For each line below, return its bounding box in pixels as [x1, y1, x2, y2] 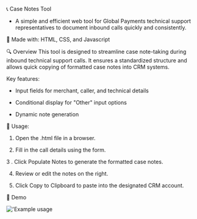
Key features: [6, 75, 40, 82]
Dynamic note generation [15, 111, 79, 118]
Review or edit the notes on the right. [15, 170, 109, 177]
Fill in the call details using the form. [15, 146, 106, 154]
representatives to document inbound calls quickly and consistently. [15, 24, 187, 31]
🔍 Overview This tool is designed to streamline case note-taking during [6, 48, 187, 55]
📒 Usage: [6, 122, 29, 130]
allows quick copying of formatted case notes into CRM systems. [6, 64, 170, 70]
